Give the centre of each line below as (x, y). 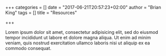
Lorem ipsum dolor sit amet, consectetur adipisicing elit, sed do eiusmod (82, 32)
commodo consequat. (28, 48)
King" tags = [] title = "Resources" (41, 13)
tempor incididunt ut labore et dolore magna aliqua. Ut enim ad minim (78, 38)
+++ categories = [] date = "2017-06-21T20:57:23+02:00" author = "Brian (83, 7)
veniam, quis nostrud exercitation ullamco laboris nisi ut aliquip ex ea (78, 43)
